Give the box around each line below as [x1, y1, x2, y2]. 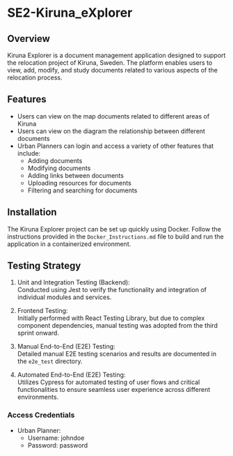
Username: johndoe [27, 434, 85, 442]
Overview [7, 33, 51, 45]
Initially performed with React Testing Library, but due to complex [17, 314, 205, 322]
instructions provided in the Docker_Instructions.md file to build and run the [7, 232, 224, 241]
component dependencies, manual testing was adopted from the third [17, 321, 218, 330]
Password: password [27, 441, 88, 449]
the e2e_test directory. [17, 357, 83, 365]
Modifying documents [27, 164, 91, 172]
